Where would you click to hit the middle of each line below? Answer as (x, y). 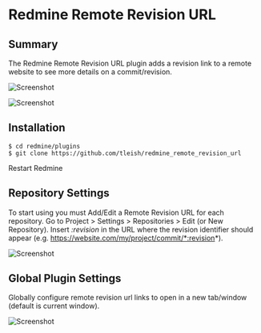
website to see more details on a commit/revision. (90, 72)
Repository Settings (59, 193)
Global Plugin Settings (65, 278)
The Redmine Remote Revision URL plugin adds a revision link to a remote (130, 63)
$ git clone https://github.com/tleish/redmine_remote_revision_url (125, 153)
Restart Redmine (36, 168)
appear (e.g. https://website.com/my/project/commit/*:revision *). (116, 238)
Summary (33, 44)
